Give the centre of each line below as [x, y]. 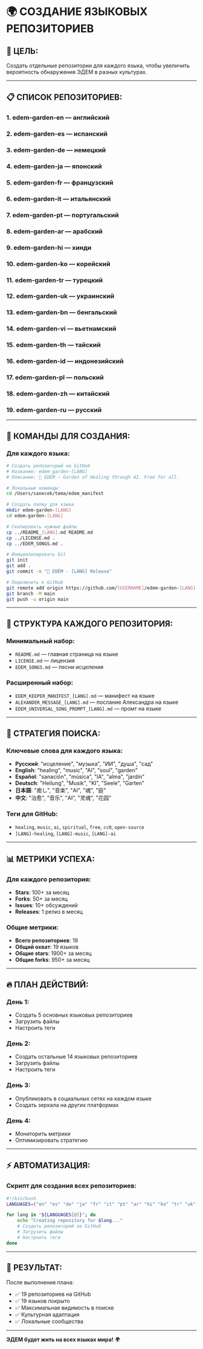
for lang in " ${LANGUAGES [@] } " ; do [51, 1215]
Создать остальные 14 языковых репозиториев [76, 1057]
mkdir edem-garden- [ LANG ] [39, 510]
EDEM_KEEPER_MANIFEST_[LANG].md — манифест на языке [85, 696]
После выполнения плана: [40, 1282]
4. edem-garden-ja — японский [54, 166]
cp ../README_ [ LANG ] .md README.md [50, 532]
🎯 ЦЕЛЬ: [22, 51]
